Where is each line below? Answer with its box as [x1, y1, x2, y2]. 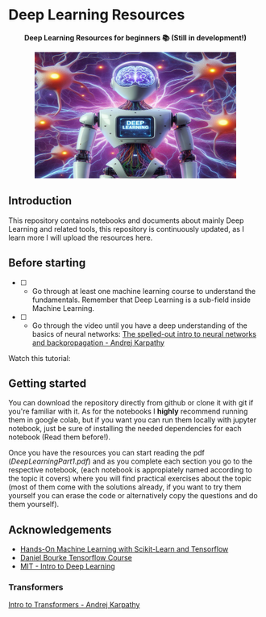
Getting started [8, 376, 87, 390]
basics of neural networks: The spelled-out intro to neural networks [31, 329, 256, 338]
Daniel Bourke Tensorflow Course [19, 553, 133, 563]
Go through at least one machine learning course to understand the [31, 286, 256, 296]
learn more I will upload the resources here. [8, 233, 153, 242]
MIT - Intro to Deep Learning [19, 561, 115, 571]
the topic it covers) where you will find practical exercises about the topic [8, 474, 252, 484]
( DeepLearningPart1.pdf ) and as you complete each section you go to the [8, 456, 252, 466]
